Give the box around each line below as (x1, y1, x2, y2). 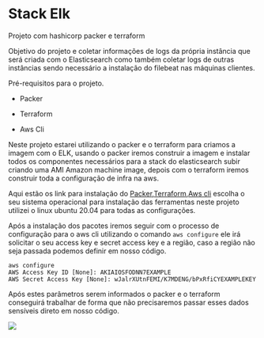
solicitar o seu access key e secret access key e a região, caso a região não (8, 237, 255, 247)
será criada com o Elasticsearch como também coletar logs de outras (8, 55, 235, 64)
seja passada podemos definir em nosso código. (8, 246, 167, 256)
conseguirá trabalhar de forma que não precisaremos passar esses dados (8, 298, 249, 307)
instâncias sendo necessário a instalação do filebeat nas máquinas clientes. (8, 63, 255, 72)
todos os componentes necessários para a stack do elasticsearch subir (8, 156, 241, 166)
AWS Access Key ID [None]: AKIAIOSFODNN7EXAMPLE (8, 268, 172, 276)
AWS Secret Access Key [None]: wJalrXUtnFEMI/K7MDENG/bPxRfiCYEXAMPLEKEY (8, 275, 257, 283)
